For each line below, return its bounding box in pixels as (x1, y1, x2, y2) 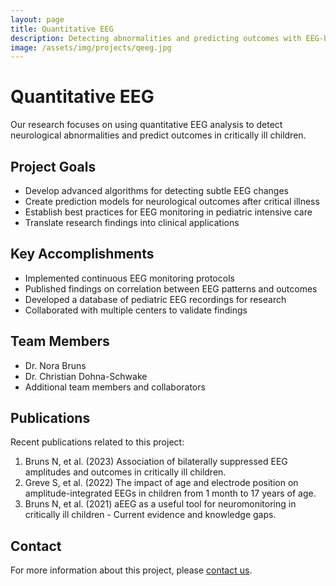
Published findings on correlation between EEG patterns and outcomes (24, 282, 318, 295)
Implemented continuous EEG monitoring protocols (24, 272, 235, 284)
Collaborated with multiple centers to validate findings (24, 304, 248, 316)
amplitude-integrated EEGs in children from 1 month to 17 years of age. (24, 487, 317, 500)
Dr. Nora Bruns (24, 359, 87, 371)
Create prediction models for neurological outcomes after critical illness (24, 196, 320, 207)
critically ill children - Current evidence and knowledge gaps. (24, 509, 277, 521)
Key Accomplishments (10, 246, 155, 263)
